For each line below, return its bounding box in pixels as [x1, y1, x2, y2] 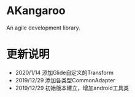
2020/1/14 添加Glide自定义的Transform [15, 69, 114, 76]
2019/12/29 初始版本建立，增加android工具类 [15, 84, 129, 91]
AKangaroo [6, 4, 66, 18]
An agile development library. [6, 24, 81, 31]
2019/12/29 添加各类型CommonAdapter [15, 76, 115, 83]
